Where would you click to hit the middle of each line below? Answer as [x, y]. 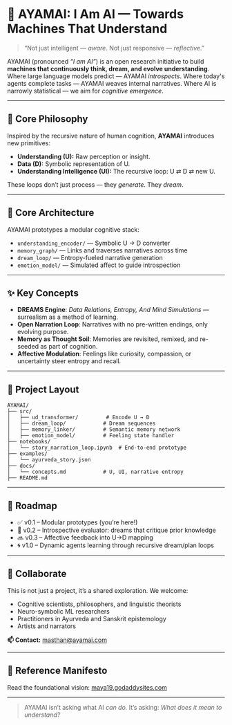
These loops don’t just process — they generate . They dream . [96, 184]
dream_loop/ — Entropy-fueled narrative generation [90, 257]
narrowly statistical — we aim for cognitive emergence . [85, 91]
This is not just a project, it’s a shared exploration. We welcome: [98, 590]
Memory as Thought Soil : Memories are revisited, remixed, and [108, 339]
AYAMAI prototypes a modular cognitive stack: [74, 229]
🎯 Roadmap [32, 505]
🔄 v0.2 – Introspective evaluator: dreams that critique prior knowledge [116, 530]
